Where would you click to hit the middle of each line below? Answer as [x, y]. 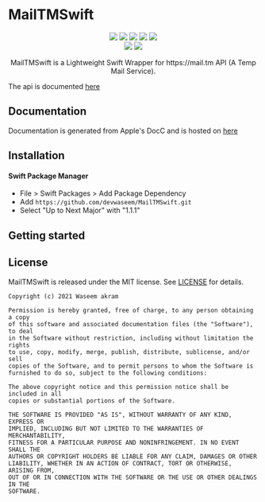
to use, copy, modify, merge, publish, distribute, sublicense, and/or [129, 352]
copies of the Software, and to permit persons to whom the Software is [131, 366]
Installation [36, 156]
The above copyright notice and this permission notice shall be [118, 387]
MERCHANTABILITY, [37, 435]
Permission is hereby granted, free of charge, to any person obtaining [131, 310]
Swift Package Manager [48, 176]
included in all [35, 394]
